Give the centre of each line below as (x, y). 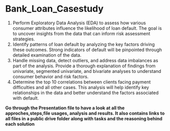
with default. (26, 98)
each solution (20, 124)
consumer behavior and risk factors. (50, 76)
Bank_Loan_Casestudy (55, 9)
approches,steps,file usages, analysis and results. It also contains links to (85, 113)
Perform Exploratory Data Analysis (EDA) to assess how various (79, 23)
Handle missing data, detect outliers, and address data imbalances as (85, 60)
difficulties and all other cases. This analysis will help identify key (81, 87)
